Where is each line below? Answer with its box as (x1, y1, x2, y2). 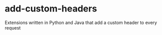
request (5, 24, 21, 30)
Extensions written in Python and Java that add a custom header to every (5, 19, 157, 25)
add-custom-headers (5, 3, 97, 14)
